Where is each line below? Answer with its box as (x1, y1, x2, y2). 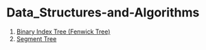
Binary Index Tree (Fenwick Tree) (16, 27, 111, 36)
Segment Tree (16, 34, 57, 42)
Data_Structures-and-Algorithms (6, 5, 200, 21)
